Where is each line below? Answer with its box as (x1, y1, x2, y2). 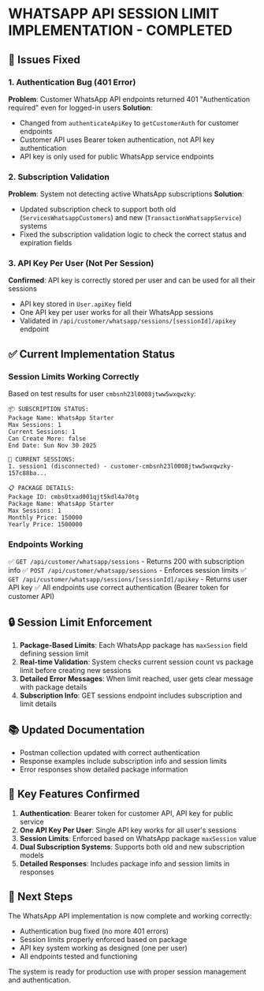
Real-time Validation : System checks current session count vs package (19, 657, 254, 667)
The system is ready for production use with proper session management (8, 967, 247, 976)
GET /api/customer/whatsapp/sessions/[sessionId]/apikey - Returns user (8, 574, 247, 584)
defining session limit (19, 649, 89, 659)
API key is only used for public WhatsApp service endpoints (19, 151, 214, 161)
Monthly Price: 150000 (8, 514, 83, 522)
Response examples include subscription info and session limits (19, 757, 227, 766)
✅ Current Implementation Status (8, 347, 176, 361)
